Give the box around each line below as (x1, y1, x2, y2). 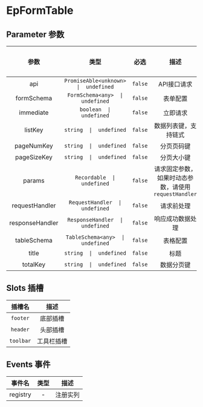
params (23, 177, 45, 184)
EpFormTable (6, 4, 74, 18)
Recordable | (75, 174, 116, 181)
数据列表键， (153, 122, 191, 130)
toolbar (9, 337, 31, 344)
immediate (19, 108, 49, 117)
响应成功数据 (153, 215, 191, 223)
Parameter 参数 (6, 29, 65, 39)
